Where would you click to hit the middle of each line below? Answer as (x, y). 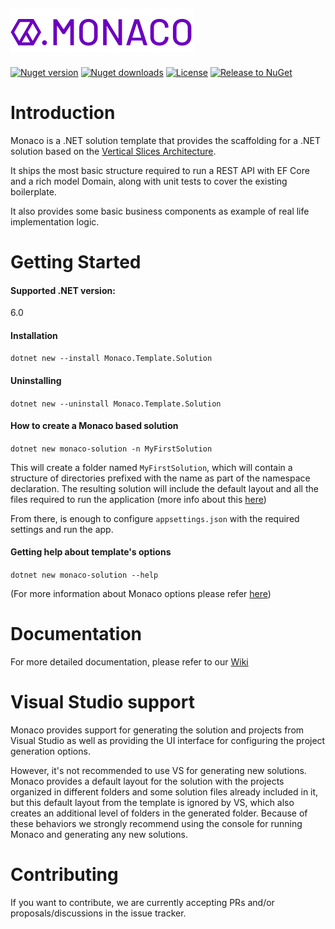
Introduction (63, 113)
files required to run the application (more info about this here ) (138, 499)
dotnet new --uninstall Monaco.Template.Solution (116, 404)
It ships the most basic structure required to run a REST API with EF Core (160, 170)
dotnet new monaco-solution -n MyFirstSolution (111, 449)
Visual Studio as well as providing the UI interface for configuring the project (168, 740)
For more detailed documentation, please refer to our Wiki (129, 661)
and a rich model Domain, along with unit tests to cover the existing (149, 181)
